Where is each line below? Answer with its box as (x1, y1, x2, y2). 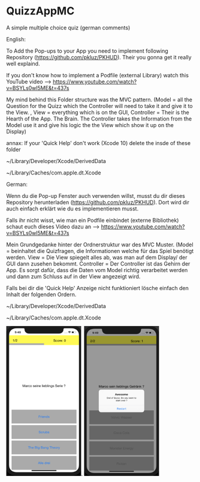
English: (6, 35, 26, 43)
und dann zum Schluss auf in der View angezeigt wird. (6, 273, 141, 280)
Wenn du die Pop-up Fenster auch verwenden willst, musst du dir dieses (6, 192, 186, 199)
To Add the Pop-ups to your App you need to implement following (6, 47, 169, 55)
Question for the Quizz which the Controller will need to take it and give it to (6, 102, 193, 109)
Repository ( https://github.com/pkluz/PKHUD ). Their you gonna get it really (6, 53, 192, 61)
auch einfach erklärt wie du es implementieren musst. (6, 205, 139, 212)
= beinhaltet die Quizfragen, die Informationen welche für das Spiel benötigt (6, 247, 194, 254)
